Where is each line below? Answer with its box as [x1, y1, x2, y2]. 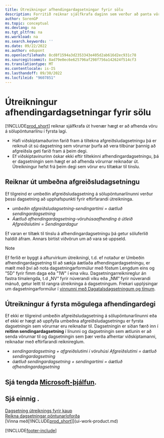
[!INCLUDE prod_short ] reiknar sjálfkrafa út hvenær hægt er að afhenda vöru [5, 123, 158, 129]
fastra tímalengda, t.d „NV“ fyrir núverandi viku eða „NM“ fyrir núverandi [5, 275, 151, 281]
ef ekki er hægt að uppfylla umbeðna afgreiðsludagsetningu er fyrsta [5, 318, 143, 324]
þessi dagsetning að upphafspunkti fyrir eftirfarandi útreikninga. [5, 196, 133, 202]
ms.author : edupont [5, 48, 45, 53]
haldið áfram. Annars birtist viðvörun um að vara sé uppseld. [5, 236, 126, 241]
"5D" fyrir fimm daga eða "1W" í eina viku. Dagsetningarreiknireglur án [5, 270, 146, 276]
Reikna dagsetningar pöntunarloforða [5, 413, 80, 418]
